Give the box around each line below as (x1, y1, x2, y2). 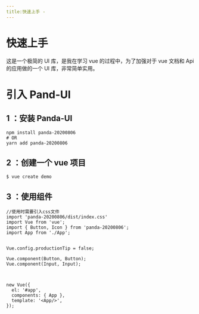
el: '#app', (11, 287, 42, 293)
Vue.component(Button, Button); (6, 256, 86, 262)
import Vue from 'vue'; (6, 219, 66, 226)
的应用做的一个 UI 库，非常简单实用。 (6, 64, 98, 72)
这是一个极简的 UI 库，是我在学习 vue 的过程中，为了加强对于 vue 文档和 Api (6, 57, 194, 64)
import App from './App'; (6, 230, 70, 236)
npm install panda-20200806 (6, 130, 76, 136)
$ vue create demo (6, 174, 52, 180)
